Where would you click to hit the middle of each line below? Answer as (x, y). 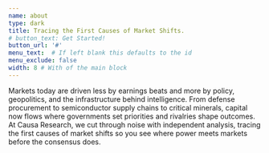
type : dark (26, 23)
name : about (28, 16)
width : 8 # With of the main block (68, 68)
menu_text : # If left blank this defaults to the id (100, 53)
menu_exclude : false (43, 61)
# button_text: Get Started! (57, 38)
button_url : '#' (35, 46)
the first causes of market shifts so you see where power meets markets (128, 133)
